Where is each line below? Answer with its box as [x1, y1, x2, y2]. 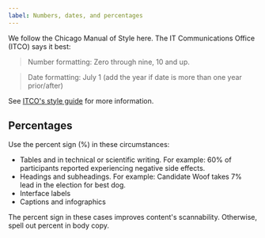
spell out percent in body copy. [8, 221, 109, 230]
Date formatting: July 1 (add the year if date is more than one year [27, 72, 243, 81]
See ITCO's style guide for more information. [8, 96, 154, 105]
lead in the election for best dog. [19, 180, 127, 190]
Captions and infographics [19, 197, 107, 206]
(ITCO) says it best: [8, 41, 71, 51]
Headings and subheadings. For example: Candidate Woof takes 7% [19, 172, 243, 182]
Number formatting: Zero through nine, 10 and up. [27, 57, 190, 66]
